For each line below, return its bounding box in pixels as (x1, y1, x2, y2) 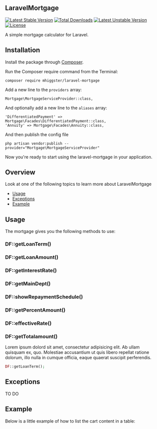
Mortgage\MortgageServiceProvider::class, (5, 96, 93, 101)
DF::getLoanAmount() (5, 254, 59, 261)
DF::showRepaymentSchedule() (5, 293, 83, 300)
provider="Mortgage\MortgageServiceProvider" (5, 145, 100, 150)
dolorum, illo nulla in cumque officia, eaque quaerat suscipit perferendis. (5, 355, 152, 360)
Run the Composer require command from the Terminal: (5, 68, 118, 74)
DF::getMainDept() (5, 280, 51, 287)
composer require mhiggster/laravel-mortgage (5, 78, 100, 83)
